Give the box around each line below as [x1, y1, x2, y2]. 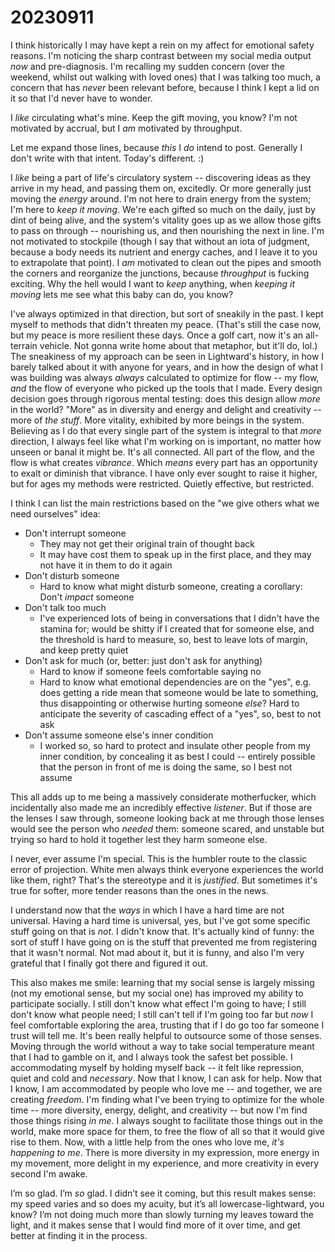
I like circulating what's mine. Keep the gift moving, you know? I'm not [10, 111, 298, 123]
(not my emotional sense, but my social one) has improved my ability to [10, 987, 304, 999]
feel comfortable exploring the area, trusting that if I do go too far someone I [10, 1019, 325, 1031]
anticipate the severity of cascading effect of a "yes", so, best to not [39, 707, 322, 720]
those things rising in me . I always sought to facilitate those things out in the [10, 1114, 323, 1126]
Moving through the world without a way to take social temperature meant [10, 1040, 315, 1052]
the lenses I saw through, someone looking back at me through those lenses [10, 812, 325, 824]
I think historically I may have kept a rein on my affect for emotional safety [10, 39, 315, 51]
